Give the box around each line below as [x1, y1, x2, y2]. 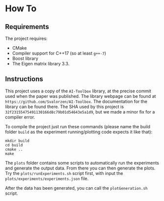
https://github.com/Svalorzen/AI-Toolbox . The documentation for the [5, 98, 148, 104]
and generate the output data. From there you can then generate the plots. [5, 165, 156, 171]
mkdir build [5, 138, 29, 143]
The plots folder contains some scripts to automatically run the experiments [5, 160, 160, 166]
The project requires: [5, 35, 48, 41]
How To [5, 3, 37, 14]
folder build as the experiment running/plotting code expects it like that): [5, 129, 153, 135]
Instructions [5, 75, 43, 84]
